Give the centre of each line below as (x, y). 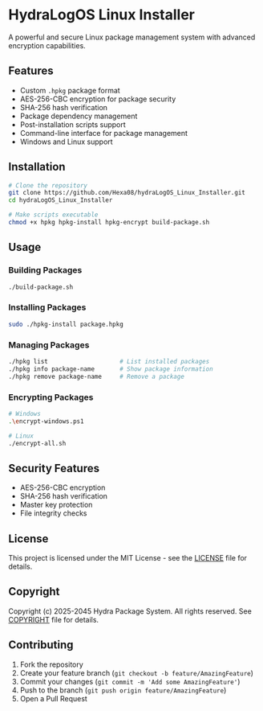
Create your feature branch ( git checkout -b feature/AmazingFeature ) (137, 672)
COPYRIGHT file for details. (53, 619)
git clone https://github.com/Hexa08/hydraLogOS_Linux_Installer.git (127, 193)
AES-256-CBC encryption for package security (98, 99)
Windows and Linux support (67, 142)
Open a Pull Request (54, 698)
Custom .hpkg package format (70, 90)
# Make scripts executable (53, 215)
